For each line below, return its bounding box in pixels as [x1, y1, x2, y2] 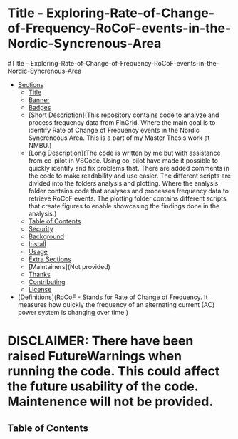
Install [28, 239, 46, 248]
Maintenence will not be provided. [7, 394, 214, 410]
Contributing [28, 277, 66, 286]
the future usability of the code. [7, 378, 198, 395]
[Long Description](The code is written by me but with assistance [28, 148, 221, 157]
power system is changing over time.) [17, 308, 129, 316]
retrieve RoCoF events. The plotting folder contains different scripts [28, 194, 227, 203]
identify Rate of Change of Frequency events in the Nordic [28, 126, 200, 134]
